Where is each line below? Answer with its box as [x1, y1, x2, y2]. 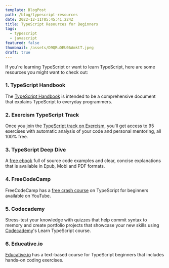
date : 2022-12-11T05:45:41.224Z [5, 17, 73, 22]
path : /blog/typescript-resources [5, 12, 78, 17]
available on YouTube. [5, 193, 52, 199]
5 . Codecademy [5, 205, 45, 212]
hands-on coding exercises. [5, 257, 64, 263]
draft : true [5, 50, 30, 55]
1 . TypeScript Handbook [5, 82, 66, 89]
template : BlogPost [5, 7, 47, 13]
